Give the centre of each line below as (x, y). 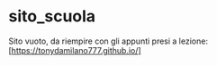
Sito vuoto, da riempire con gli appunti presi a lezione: (108, 41)
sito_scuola (52, 16)
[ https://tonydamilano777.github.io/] (75, 50)
